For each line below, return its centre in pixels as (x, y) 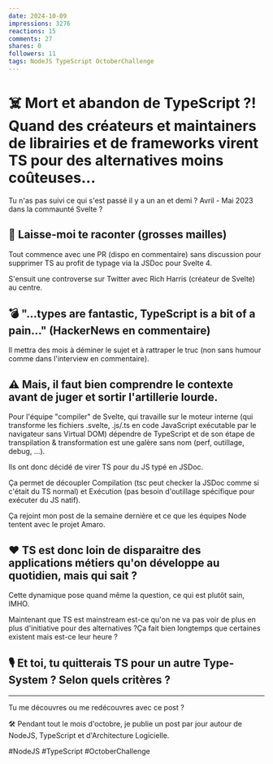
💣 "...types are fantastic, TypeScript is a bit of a (132, 314)
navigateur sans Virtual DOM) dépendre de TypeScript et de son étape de (132, 434)
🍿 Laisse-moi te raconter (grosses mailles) (118, 235)
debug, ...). (27, 452)
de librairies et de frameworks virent (133, 144)
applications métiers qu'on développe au (114, 563)
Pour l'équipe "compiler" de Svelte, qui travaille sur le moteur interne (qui (131, 417)
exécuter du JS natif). (45, 500)
